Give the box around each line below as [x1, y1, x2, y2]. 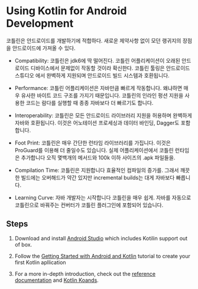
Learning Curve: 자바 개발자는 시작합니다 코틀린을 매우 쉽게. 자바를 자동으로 [14, 194, 191, 201]
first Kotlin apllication [14, 259, 66, 266]
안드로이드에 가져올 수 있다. [12, 44, 76, 52]
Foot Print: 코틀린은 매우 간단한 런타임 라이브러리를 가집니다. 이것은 [14, 139, 171, 146]
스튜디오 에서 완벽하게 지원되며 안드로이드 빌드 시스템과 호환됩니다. [14, 72, 170, 79]
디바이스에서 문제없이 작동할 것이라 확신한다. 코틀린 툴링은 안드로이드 [30, 64, 190, 72]
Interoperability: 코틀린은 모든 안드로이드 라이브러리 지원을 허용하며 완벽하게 [14, 111, 192, 119]
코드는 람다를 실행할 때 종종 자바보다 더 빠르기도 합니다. [25, 99, 154, 106]
